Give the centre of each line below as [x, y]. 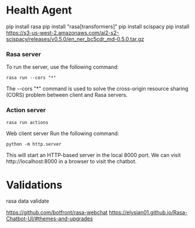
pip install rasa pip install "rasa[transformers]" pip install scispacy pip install [98, 26]
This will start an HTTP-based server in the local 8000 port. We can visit [93, 155]
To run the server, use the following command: [63, 67]
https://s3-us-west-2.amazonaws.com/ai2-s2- [63, 32]
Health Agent [39, 10]
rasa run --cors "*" [31, 78]
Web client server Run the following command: [63, 133]
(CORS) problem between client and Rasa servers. [67, 95]
